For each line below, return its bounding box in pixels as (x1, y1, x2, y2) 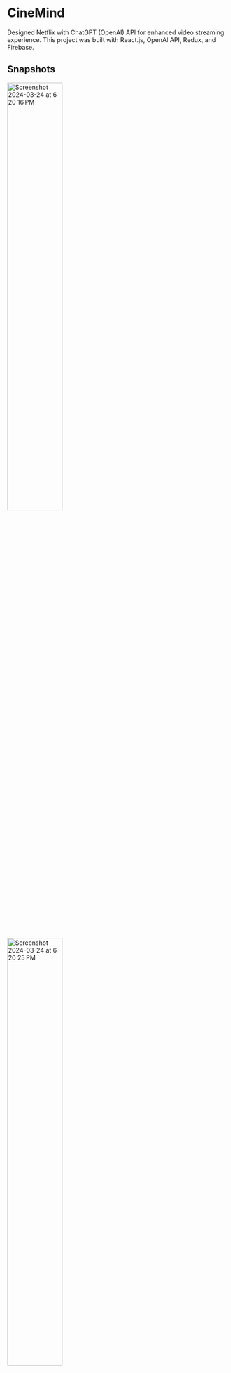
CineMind (7, 5, 65, 21)
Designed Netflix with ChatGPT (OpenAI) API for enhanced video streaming (7, 28, 225, 37)
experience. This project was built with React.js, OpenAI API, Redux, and (7, 35, 216, 44)
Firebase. (7, 43, 35, 51)
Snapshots (7, 63, 56, 75)
